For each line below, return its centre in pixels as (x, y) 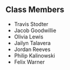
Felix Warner (29, 62)
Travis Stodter (31, 24)
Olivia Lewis (29, 36)
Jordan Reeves (32, 49)
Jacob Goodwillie (35, 30)
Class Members (35, 10)
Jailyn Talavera (32, 43)
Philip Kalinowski (34, 55)
